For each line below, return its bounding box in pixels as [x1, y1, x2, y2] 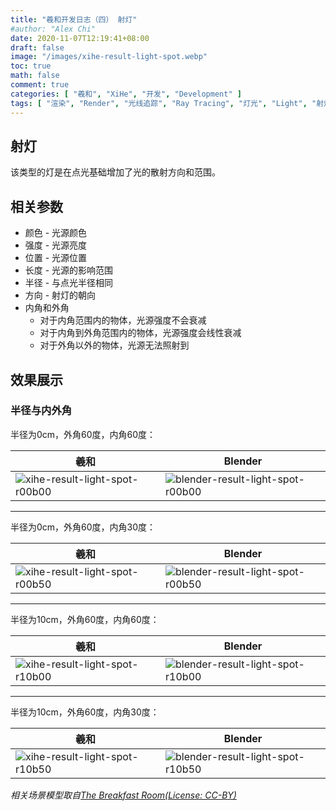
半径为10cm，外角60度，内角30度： [10, 706, 160, 718]
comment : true [10, 80, 70, 90]
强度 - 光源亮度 [24, 239, 88, 251]
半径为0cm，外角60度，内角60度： [10, 428, 157, 440]
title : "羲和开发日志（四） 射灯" [10, 14, 138, 25]
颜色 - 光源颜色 [24, 227, 88, 239]
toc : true [10, 61, 52, 71]
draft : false [10, 42, 65, 53]
